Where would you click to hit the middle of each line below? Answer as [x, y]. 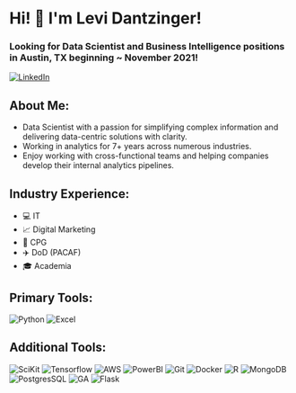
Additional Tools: [58, 348]
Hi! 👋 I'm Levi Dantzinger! [105, 18]
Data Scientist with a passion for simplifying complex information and [150, 127]
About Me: [39, 106]
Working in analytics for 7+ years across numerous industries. [137, 147]
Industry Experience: [70, 194]
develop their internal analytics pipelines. [98, 165]
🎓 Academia [47, 266]
